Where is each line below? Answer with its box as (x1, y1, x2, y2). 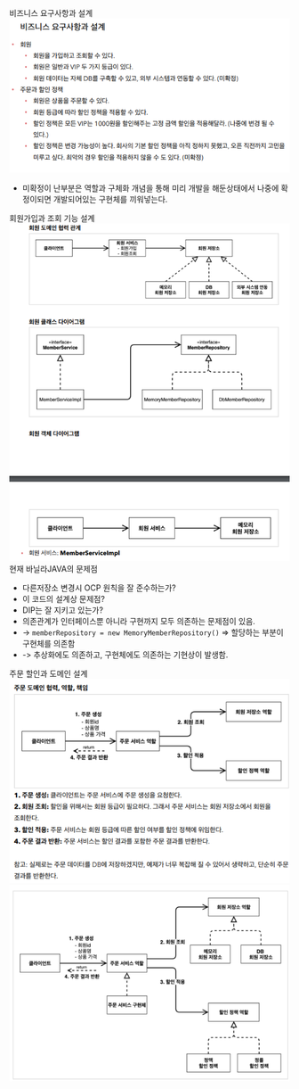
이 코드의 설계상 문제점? (21, 594, 105, 605)
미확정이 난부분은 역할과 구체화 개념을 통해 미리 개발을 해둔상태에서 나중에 (21, 182, 279, 194)
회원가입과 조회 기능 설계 (9, 212, 95, 223)
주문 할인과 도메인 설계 (9, 668, 88, 680)
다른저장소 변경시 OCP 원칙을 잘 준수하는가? (21, 582, 176, 593)
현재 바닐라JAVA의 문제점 (9, 564, 98, 574)
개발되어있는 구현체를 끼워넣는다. (53, 194, 168, 204)
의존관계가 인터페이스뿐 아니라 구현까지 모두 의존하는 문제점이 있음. (21, 616, 255, 627)
